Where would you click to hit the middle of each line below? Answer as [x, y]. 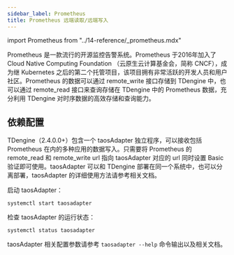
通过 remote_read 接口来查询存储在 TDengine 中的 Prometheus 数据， [120, 89]
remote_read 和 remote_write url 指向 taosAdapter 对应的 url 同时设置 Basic [116, 158]
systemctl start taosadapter [50, 203]
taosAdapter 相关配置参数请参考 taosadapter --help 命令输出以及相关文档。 [117, 245]
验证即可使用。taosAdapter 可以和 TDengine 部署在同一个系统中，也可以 [112, 167]
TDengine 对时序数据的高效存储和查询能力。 [91, 98]
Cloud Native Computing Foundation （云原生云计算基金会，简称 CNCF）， [114, 63]
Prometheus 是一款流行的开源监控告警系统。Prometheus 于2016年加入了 [112, 54]
